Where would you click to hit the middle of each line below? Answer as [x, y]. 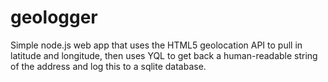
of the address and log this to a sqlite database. [108, 66]
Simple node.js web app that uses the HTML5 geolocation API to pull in [156, 45]
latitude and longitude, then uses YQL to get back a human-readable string [164, 55]
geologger [54, 17]
